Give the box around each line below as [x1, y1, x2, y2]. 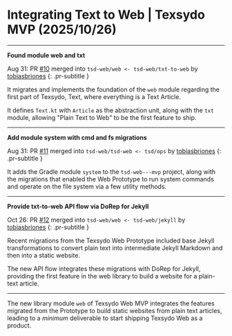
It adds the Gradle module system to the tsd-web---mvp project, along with [7, 167, 216, 176]
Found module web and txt [7, 51, 86, 59]
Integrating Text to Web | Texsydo [7, 7, 205, 23]
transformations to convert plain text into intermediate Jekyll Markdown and [7, 243, 223, 252]
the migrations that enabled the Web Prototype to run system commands [7, 175, 214, 183]
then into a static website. [7, 251, 81, 259]
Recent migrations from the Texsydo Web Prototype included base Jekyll [7, 236, 215, 245]
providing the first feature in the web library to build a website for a [7, 272, 197, 280]
